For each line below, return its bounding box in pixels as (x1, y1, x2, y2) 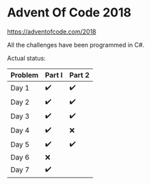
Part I (44, 70, 63, 79)
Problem (10, 70, 39, 79)
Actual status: (7, 53, 46, 62)
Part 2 (69, 70, 90, 79)
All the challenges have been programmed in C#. (7, 40, 145, 49)
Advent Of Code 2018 (7, 5, 132, 21)
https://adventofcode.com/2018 (7, 27, 97, 36)
